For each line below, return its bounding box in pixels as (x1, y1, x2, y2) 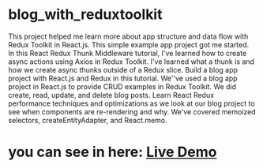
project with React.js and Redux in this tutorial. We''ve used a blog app (8, 73, 239, 83)
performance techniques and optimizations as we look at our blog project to (8, 99, 255, 108)
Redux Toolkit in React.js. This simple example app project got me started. (8, 39, 250, 49)
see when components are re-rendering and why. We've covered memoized (8, 106, 256, 116)
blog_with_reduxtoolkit (8, 6, 163, 24)
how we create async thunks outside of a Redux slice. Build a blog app (8, 65, 239, 74)
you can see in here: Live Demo (8, 144, 217, 161)
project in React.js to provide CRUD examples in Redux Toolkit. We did (8, 81, 237, 91)
